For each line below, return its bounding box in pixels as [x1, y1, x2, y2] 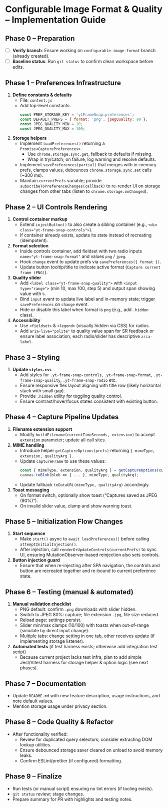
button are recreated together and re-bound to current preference [19, 568, 156, 574]
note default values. [12, 698, 53, 704]
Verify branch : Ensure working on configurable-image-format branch [12, 48, 156, 53]
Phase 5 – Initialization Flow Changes [5, 517, 123, 526]
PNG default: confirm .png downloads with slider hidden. [19, 606, 137, 612]
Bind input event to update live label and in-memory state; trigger [19, 296, 155, 302]
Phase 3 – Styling [5, 353, 60, 362]
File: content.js [19, 97, 52, 103]
